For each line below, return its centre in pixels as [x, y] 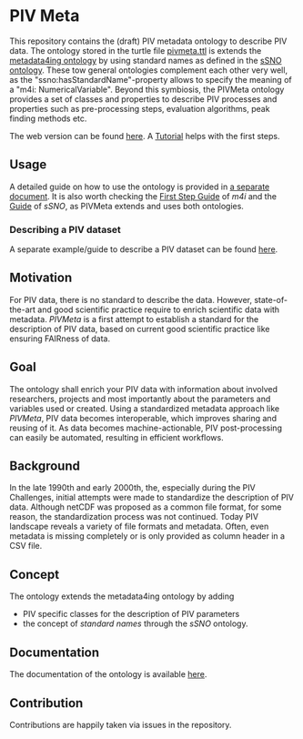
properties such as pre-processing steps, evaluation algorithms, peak [140, 108]
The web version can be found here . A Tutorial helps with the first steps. [145, 136]
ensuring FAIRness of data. [60, 339]
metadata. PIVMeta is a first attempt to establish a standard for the [134, 319]
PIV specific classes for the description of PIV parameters [131, 614]
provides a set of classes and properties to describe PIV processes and [143, 99]
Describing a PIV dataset [65, 229]
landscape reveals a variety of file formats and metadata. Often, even [139, 526]
